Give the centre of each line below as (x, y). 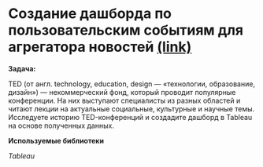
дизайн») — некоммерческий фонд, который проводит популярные (122, 92)
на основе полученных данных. (61, 125)
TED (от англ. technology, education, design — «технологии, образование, (132, 84)
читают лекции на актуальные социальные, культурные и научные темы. (131, 109)
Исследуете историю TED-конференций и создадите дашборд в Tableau (130, 117)
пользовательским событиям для (126, 30)
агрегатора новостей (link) (100, 47)
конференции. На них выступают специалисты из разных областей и (124, 100)
